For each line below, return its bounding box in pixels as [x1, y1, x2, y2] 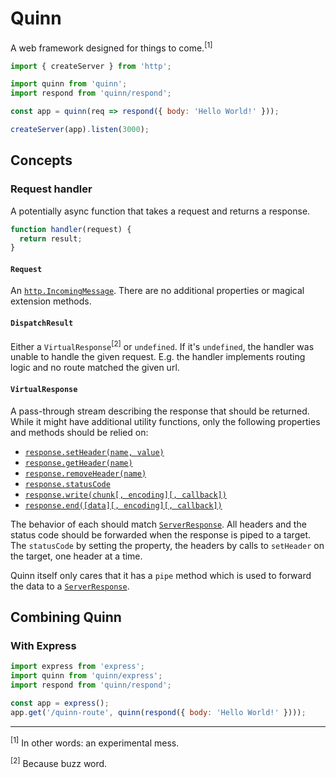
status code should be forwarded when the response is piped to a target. [10, 528, 312, 541]
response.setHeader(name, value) [24, 447, 165, 457]
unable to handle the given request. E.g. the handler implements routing [10, 351, 306, 363]
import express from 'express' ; [10, 662, 145, 672]
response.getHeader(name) [24, 458, 133, 468]
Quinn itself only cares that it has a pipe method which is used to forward [10, 569, 312, 581]
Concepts [10, 152, 73, 169]
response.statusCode [24, 479, 111, 489]
